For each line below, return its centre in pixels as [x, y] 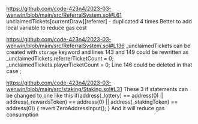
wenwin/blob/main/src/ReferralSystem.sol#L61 [64, 15]
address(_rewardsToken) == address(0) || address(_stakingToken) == [92, 102]
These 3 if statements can [155, 89]
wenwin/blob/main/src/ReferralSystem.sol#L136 [65, 46]
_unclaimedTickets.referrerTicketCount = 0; [60, 58]
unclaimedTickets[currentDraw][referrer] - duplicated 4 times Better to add [99, 21]
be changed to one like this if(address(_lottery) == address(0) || [85, 96]
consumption [22, 114]
